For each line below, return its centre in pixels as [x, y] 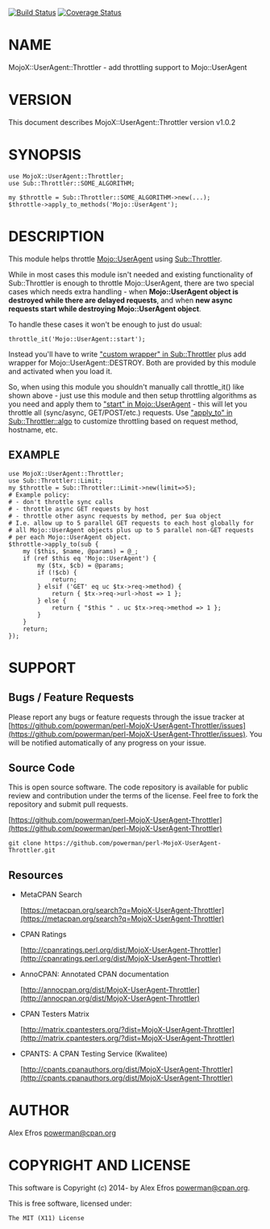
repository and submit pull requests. [69, 804]
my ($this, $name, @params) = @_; [81, 551]
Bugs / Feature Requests [71, 698]
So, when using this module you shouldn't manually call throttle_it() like [126, 386]
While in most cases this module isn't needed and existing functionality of [131, 274]
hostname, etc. [33, 429]
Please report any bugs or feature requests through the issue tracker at [127, 717]
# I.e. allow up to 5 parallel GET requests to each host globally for [131, 523]
